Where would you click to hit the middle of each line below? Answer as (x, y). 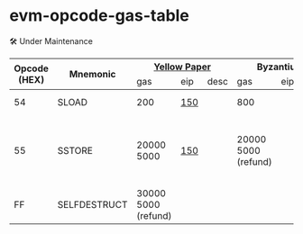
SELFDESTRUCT (92, 204)
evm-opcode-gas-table (99, 16)
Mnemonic (92, 74)
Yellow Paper (182, 67)
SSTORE (75, 150)
